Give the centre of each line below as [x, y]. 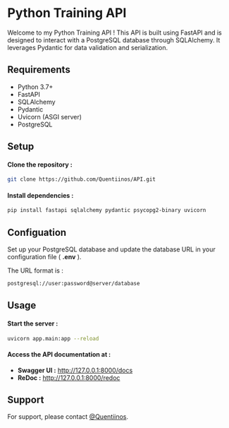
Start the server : [33, 323]
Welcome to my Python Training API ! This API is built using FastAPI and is [114, 32]
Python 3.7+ [35, 87]
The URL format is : [35, 271]
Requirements [39, 70]
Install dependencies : [41, 195]
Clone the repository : [40, 165]
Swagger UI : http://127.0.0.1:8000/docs [75, 370]
